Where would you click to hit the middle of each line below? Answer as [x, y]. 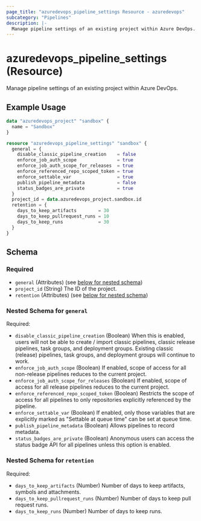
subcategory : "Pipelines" [39, 18]
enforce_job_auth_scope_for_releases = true [75, 166]
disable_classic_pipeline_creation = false [77, 155]
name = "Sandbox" [33, 127]
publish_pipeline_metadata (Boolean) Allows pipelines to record [95, 426]
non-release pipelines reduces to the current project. [81, 374]
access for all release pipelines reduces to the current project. [92, 387]
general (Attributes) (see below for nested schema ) [79, 282]
